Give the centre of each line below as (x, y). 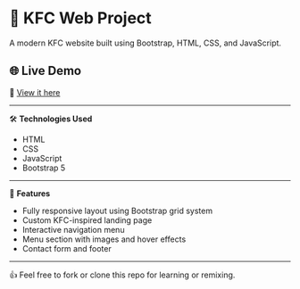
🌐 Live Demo (46, 71)
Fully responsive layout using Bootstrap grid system (117, 211)
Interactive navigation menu (73, 229)
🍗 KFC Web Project (80, 18)
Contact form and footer (67, 248)
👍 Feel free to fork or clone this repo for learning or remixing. (122, 275)
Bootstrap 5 (44, 168)
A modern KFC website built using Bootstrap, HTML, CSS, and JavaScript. (146, 43)
